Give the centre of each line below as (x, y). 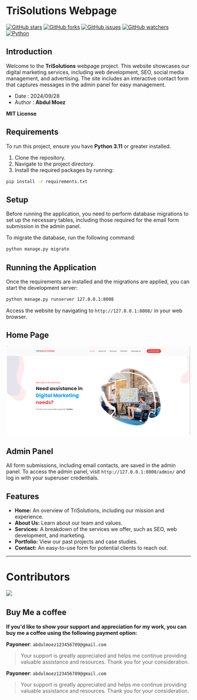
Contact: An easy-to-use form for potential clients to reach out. (91, 547)
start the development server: (42, 288)
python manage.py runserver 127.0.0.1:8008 (60, 299)
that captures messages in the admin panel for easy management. (86, 84)
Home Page (28, 335)
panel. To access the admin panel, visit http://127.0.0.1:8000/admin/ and (96, 472)
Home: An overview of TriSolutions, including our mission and (89, 510)
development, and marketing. (50, 535)
